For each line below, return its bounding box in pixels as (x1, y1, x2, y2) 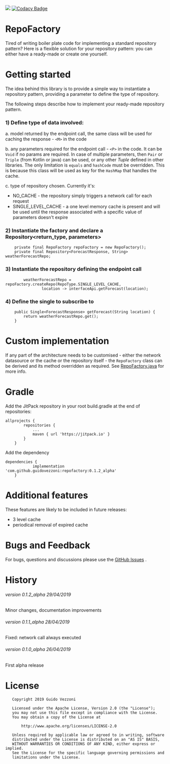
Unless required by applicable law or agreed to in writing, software (12, 732, 165, 738)
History (5, 575, 38, 586)
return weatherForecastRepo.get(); (23, 314, 99, 319)
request (12, 198, 29, 204)
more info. (5, 368, 27, 374)
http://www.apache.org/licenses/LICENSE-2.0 (21, 723, 117, 728)
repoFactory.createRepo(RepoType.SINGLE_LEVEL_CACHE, (5, 282, 122, 287)
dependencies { (5, 459, 38, 465)
